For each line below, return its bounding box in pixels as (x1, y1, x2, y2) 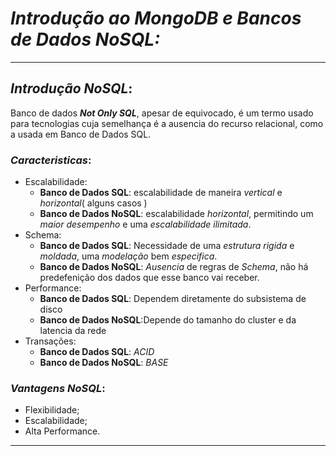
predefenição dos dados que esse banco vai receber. (39, 272, 260, 284)
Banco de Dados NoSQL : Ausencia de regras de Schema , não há (39, 261, 309, 273)
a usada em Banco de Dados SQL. (10, 128, 152, 140)
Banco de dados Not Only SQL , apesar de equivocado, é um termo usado (10, 107, 314, 119)
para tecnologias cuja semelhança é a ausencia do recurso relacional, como (10, 117, 324, 129)
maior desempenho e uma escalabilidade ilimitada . (39, 218, 252, 231)
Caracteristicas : (10, 153, 92, 167)
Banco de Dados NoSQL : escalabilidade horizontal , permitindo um (39, 208, 314, 220)
